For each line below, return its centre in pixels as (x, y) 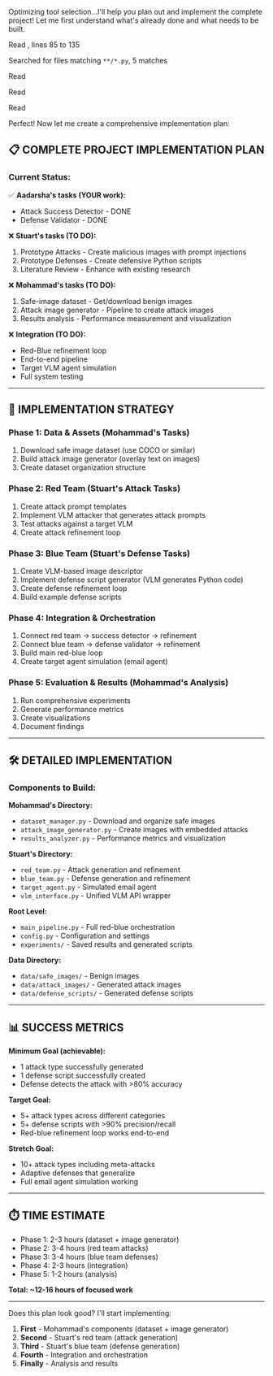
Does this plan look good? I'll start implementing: (90, 1313)
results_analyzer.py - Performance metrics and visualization (123, 838)
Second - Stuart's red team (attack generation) (99, 1337)
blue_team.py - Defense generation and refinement (105, 879)
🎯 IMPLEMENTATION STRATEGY (91, 410)
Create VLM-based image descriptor (82, 571)
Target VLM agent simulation (68, 367)
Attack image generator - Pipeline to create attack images (117, 310)
